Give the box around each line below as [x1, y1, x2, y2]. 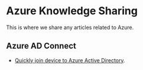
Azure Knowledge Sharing [6, 4, 138, 18]
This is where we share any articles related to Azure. [6, 24, 134, 31]
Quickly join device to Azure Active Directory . [14, 56, 125, 63]
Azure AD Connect [6, 41, 77, 51]
